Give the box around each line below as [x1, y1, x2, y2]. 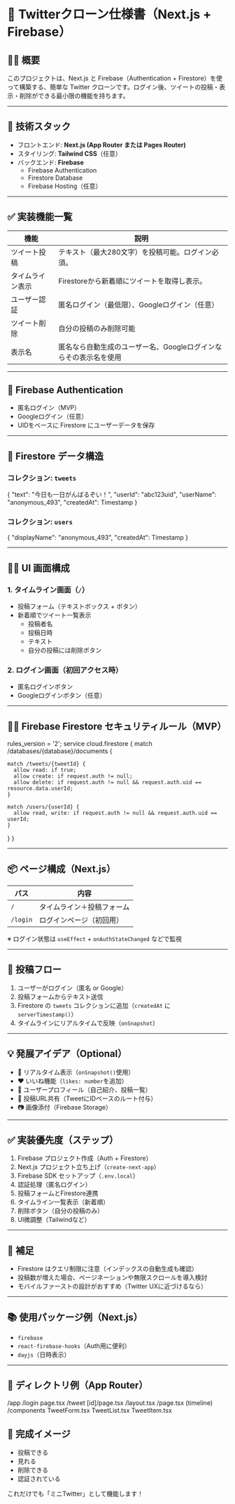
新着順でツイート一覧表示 [17, 611, 92, 620]
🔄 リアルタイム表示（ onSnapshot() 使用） [17, 1067, 135, 1076]
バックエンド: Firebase [17, 158, 84, 166]
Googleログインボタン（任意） [17, 691, 106, 700]
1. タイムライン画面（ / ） [7, 585, 90, 594]
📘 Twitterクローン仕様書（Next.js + [7, 6, 212, 22]
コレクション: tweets [7, 473, 77, 483]
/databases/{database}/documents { [7, 747, 113, 755]
